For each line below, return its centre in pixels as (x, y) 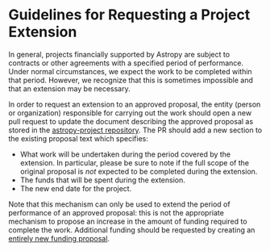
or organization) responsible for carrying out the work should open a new (130, 113)
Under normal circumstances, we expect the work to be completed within (130, 71)
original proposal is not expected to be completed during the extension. (139, 171)
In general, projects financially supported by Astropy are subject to (119, 54)
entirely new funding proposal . (59, 238)
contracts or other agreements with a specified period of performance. (126, 63)
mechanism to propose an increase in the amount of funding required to (128, 221)
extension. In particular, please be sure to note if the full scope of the (135, 162)
